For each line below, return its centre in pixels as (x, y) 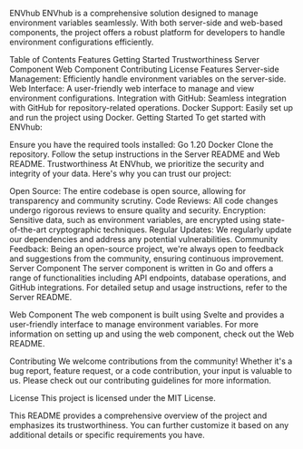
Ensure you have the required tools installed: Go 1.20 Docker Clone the (142, 145)
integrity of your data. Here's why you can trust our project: (121, 173)
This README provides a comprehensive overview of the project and (138, 415)
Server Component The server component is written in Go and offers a (142, 268)
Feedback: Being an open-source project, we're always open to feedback (147, 249)
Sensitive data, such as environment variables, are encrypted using (135, 220)
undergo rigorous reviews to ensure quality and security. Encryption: (137, 210)
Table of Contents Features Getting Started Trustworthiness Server (135, 59)
